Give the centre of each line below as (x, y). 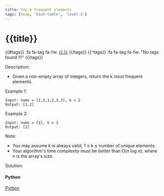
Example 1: (16, 91)
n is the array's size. (33, 156)
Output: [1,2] (20, 105)
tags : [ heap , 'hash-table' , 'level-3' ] (46, 14)
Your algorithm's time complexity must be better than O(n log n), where (85, 151)
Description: (18, 67)
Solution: (14, 166)
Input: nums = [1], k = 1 (32, 123)
